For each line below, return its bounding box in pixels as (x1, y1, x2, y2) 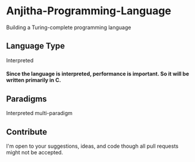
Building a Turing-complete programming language (6, 24, 131, 31)
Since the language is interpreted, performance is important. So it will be (6, 70, 189, 78)
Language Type (6, 41, 65, 51)
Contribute (6, 126, 48, 137)
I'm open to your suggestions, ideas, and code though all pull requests (6, 142, 179, 150)
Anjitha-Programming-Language (6, 4, 171, 18)
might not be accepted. (6, 148, 64, 155)
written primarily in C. (6, 77, 61, 84)
